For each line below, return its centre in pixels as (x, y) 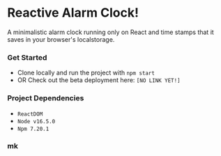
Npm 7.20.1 (33, 129)
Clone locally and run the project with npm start (86, 73)
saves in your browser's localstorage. (61, 39)
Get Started (27, 57)
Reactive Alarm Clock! (73, 13)
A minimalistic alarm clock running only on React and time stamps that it (110, 32)
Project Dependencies (46, 98)
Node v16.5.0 (36, 121)
